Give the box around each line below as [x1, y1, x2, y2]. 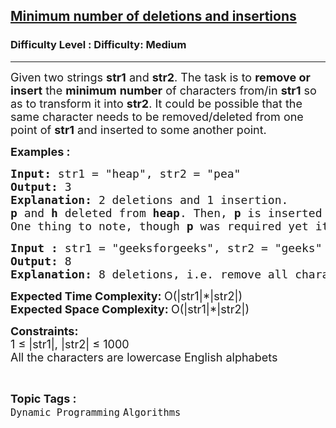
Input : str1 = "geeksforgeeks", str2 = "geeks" [10, 240, 323, 255]
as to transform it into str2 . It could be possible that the [10, 96, 303, 111]
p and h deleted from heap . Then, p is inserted [10, 205, 323, 220]
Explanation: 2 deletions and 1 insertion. [10, 192, 289, 207]
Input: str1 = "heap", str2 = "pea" [10, 166, 242, 181]
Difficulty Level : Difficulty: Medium [10, 38, 187, 52]
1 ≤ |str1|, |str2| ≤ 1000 [10, 337, 130, 351]
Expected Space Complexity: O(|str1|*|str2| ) [10, 302, 250, 316]
